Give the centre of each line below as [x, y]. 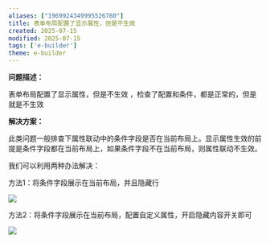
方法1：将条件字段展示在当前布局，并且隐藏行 [84, 183]
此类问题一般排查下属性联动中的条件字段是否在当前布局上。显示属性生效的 [131, 138]
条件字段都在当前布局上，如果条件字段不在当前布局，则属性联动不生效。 [142, 148]
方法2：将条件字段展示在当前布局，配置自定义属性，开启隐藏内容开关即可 [130, 215]
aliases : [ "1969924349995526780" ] [66, 16]
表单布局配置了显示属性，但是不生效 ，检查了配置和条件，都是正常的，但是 [133, 94]
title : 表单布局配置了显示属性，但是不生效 [72, 23]
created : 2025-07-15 [43, 31]
